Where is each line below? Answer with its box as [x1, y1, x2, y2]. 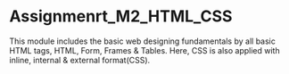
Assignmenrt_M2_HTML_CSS [9, 6, 233, 27]
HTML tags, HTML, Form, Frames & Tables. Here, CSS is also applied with [9, 45, 280, 55]
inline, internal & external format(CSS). [9, 54, 151, 65]
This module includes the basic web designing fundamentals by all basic [9, 36, 277, 46]
